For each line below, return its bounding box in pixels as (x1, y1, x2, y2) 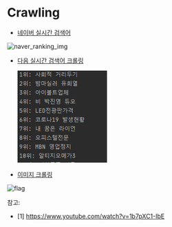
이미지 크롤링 (17, 170, 53, 178)
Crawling (7, 5, 61, 21)
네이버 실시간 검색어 (17, 28, 71, 36)
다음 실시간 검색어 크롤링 (17, 56, 84, 65)
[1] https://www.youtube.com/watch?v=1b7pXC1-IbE (17, 212, 165, 220)
